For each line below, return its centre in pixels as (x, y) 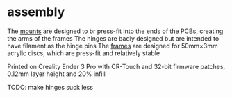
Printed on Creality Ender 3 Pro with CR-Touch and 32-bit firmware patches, (116, 66)
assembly (36, 12)
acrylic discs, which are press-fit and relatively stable (84, 53)
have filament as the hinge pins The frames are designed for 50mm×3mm (113, 46)
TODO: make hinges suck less (50, 87)
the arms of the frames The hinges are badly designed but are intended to (113, 38)
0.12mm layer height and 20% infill (56, 74)
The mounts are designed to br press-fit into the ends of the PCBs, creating (115, 31)
